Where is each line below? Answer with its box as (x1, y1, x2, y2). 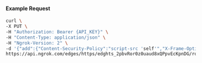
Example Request (5, 5, 51, 12)
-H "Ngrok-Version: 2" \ (5, 40, 68, 46)
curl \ (5, 18, 22, 24)
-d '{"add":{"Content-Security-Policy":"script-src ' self (5, 45, 154, 52)
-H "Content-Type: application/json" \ (5, 34, 106, 40)
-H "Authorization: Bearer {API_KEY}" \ (5, 29, 109, 35)
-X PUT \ (5, 24, 28, 30)
